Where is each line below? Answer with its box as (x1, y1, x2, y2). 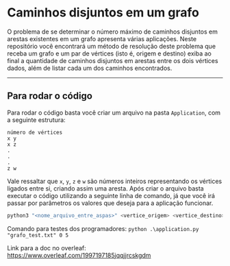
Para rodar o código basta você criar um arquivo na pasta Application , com (7, 108, 221, 117)
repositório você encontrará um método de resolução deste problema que (7, 42, 216, 50)
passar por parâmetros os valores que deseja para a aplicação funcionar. (7, 199, 214, 207)
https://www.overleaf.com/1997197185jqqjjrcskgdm (7, 251, 151, 259)
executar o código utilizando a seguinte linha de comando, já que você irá (7, 191, 216, 199)
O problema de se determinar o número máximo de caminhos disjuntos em (7, 27, 218, 36)
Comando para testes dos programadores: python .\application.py (7, 224, 199, 232)
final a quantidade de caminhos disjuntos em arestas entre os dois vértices (7, 56, 218, 64)
